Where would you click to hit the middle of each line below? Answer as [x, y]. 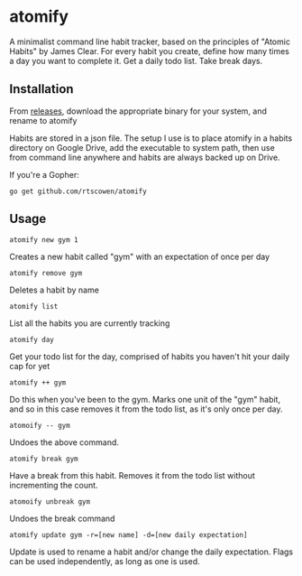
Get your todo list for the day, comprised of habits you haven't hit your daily [150, 356]
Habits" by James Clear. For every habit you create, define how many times [150, 51]
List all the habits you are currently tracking [90, 323]
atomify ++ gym [38, 382]
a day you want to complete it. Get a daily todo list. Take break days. [136, 60]
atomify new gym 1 [44, 240]
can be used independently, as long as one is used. [105, 561]
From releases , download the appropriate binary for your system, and [138, 111]
